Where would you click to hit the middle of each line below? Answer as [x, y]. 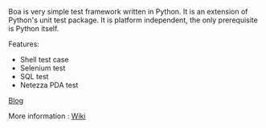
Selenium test [43, 68]
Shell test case [44, 60]
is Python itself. [34, 28]
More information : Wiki [47, 116]
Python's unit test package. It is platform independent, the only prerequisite [133, 20]
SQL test [34, 76]
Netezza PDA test [49, 85]
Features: [24, 44]
